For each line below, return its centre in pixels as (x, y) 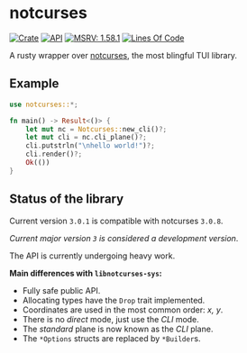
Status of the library (67, 199)
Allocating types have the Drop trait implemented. (114, 300)
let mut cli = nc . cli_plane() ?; (86, 138)
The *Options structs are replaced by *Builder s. (111, 338)
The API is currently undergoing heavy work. (92, 256)
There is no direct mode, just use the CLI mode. (111, 319)
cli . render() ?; (54, 154)
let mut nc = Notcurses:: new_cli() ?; (96, 129)
